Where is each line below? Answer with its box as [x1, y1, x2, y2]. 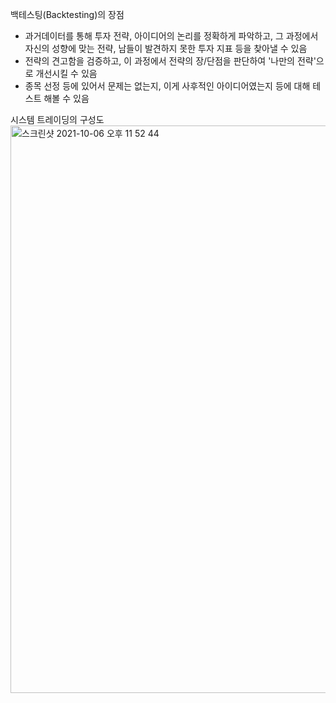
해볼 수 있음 [43, 93, 90, 104]
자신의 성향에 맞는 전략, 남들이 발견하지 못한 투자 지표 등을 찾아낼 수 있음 [24, 43, 308, 54]
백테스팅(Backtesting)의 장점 [10, 9, 125, 20]
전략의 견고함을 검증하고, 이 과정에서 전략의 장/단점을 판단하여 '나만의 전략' [24, 55, 317, 67]
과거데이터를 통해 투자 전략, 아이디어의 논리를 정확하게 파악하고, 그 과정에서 [24, 30, 319, 42]
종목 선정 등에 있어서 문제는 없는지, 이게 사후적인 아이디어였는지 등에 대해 [24, 80, 311, 92]
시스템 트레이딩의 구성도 [10, 114, 105, 125]
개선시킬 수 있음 [35, 68, 98, 79]
